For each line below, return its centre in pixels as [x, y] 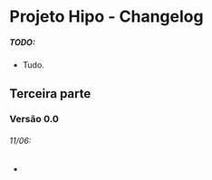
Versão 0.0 [34, 119]
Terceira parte [50, 94]
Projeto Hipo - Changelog [106, 17]
